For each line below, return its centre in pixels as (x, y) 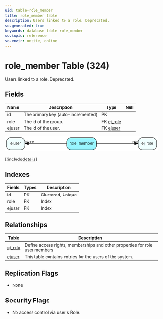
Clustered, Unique (58, 195)
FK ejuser (111, 128)
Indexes (17, 174)
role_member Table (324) (57, 66)
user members (39, 250)
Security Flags (27, 301)
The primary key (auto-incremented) (61, 115)
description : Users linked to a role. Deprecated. (57, 20)
